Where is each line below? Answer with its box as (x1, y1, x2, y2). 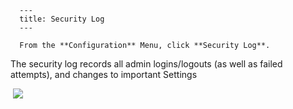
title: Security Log (19, 14, 105, 24)
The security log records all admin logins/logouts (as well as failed (10, 58, 283, 70)
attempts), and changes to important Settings (10, 69, 198, 80)
